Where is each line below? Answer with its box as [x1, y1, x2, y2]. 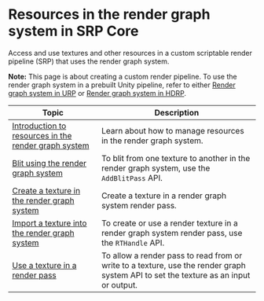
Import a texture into [12, 218, 87, 229]
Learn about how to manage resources [101, 125, 245, 136]
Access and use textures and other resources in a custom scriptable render [8, 48, 253, 57]
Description [154, 107, 200, 118]
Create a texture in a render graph [101, 190, 226, 201]
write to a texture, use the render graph [101, 259, 246, 270]
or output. [101, 279, 137, 290]
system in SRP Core [8, 22, 139, 40]
